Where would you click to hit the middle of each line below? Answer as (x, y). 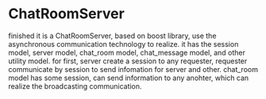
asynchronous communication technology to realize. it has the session (123, 44)
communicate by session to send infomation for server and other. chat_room (133, 69)
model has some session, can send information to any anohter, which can (129, 78)
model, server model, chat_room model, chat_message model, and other (127, 52)
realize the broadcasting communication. (75, 86)
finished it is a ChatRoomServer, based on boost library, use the (112, 36)
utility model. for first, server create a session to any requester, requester (128, 61)
